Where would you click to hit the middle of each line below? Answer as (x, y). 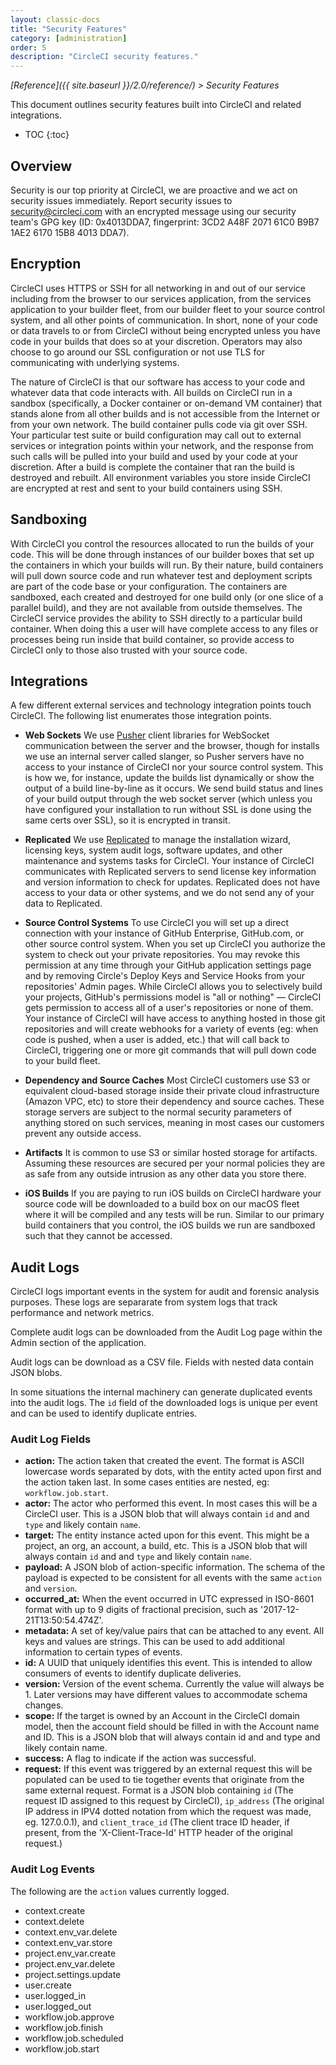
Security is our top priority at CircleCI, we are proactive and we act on (154, 190)
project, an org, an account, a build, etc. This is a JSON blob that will (166, 1546)
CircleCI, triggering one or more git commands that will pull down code (170, 1050)
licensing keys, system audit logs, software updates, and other (153, 850)
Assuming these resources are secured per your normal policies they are (175, 1163)
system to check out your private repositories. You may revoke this (162, 955)
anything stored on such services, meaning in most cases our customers (174, 1123)
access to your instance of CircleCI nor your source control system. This (174, 767)
